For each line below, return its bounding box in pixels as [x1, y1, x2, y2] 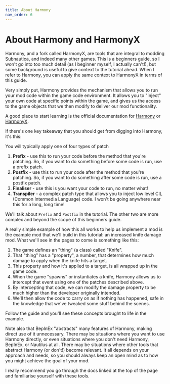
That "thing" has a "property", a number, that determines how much [12, 252, 154, 258]
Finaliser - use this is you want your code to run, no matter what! [12, 185, 148, 191]
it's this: [5, 133, 22, 139]
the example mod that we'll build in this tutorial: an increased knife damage [5, 232, 161, 238]
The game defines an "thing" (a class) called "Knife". [12, 247, 123, 253]
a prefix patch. [12, 164, 43, 170]
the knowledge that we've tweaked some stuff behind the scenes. [12, 301, 150, 307]
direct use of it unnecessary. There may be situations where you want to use [5, 331, 165, 337]
